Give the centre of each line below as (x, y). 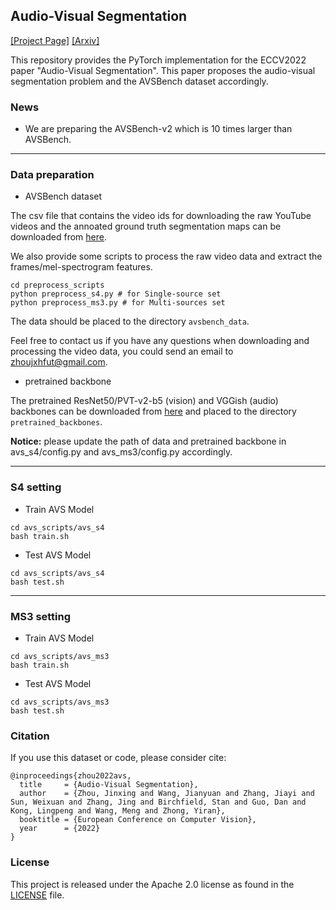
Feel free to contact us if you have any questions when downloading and (160, 341)
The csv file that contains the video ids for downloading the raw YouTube (161, 216)
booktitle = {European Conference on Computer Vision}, (138, 820)
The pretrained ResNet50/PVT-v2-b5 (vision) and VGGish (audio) (144, 401)
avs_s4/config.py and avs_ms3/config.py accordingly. (121, 452)
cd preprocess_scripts (57, 285)
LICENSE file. (37, 895)
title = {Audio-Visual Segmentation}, (109, 785)
